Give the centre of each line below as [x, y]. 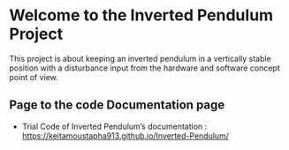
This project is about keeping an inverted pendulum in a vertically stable [140, 58]
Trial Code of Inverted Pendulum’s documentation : [114, 126]
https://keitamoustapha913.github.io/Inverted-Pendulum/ [125, 135]
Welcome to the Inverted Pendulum [141, 15]
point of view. [34, 77]
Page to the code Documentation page [117, 105]
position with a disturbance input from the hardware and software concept [144, 68]
